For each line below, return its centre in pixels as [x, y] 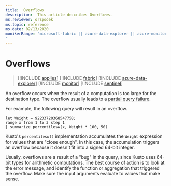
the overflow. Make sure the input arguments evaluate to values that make [83, 173]
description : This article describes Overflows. [59, 15]
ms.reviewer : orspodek [29, 19]
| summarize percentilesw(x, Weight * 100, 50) [57, 127]
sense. [12, 179]
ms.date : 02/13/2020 [27, 29]
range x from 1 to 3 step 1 [35, 122]
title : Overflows [25, 10]
